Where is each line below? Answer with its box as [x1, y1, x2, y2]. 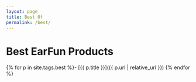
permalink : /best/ [6, 19, 51, 25]
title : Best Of [6, 14, 43, 20]
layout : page [6, 8, 38, 15]
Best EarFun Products [6, 45, 114, 58]
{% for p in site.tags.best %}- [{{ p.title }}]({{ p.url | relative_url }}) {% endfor [6, 64, 190, 71]
